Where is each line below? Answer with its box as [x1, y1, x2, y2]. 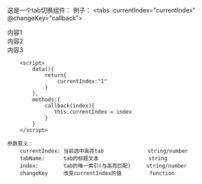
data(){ [32, 66, 54, 72]
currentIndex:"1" [56, 78, 108, 85]
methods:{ [32, 96, 61, 103]
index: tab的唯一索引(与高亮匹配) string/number [20, 162, 187, 169]
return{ [44, 72, 68, 79]
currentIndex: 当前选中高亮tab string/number [20, 148, 188, 155]
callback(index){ [44, 102, 95, 109]
